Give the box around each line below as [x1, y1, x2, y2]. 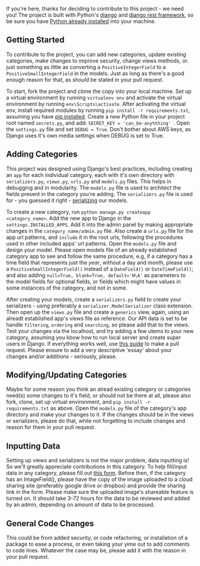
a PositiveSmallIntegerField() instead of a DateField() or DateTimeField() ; [6, 265, 193, 272]
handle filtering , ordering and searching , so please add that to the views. [6, 321, 190, 328]
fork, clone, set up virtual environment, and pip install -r [6, 399, 151, 406]
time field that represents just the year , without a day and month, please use [6, 259, 193, 266]
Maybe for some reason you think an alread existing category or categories [6, 385, 191, 393]
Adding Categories [6, 149, 78, 160]
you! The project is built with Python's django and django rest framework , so [6, 11, 194, 18]
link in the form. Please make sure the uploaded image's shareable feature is [6, 489, 194, 496]
